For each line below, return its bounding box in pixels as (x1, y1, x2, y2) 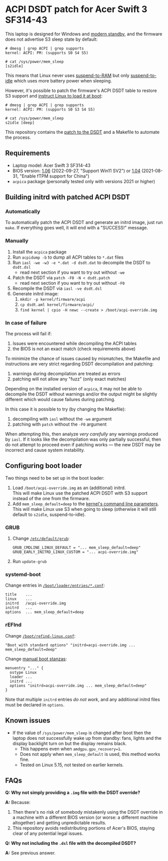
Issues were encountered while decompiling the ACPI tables (12, 341, 137, 347)
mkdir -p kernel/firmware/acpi (20, 297, 86, 302)
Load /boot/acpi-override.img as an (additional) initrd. (12, 485, 126, 491)
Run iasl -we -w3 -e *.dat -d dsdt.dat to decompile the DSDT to (12, 259, 150, 265)
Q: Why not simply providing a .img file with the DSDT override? (5, 790, 140, 796)
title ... (5, 592, 33, 597)
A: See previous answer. (5, 850, 56, 856)
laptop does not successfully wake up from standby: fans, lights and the (12, 735, 162, 741)
